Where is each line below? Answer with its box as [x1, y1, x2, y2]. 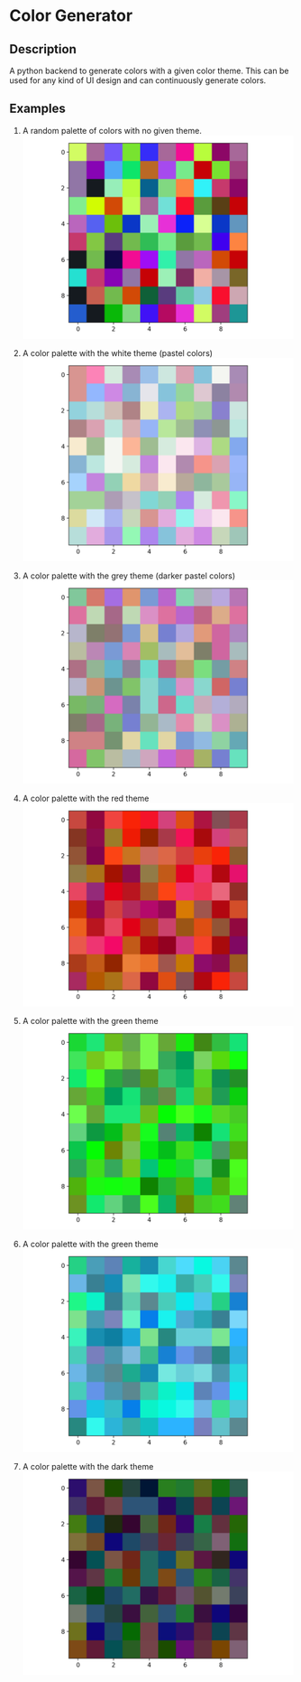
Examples [9, 101, 66, 117]
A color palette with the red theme [22, 793, 150, 804]
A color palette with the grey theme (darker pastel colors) [22, 570, 236, 581]
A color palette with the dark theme [22, 1461, 154, 1471]
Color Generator [9, 5, 133, 26]
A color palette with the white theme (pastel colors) [22, 347, 214, 358]
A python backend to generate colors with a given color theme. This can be [9, 65, 289, 76]
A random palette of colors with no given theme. [22, 125, 203, 136]
